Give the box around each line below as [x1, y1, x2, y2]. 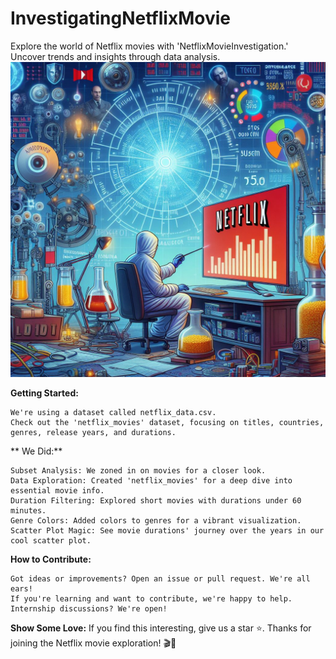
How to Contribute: [10, 553, 92, 565]
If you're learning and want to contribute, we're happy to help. [10, 593, 293, 604]
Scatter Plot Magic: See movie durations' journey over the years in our [10, 525, 325, 536]
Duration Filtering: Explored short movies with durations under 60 [10, 495, 302, 506]
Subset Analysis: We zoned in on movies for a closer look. [10, 465, 267, 476]
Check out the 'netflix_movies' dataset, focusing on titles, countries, [10, 417, 325, 427]
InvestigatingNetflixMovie [10, 7, 231, 30]
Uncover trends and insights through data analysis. [10, 50, 221, 62]
